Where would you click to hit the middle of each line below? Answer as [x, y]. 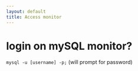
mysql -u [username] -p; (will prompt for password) [69, 62]
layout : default [26, 11]
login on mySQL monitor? [69, 46]
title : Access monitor [34, 17]
